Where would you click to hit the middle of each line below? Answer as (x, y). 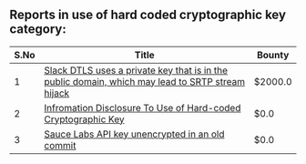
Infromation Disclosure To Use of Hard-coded (143, 108)
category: (38, 30)
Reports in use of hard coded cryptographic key (148, 15)
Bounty (273, 55)
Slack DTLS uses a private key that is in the (136, 70)
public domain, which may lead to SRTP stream (145, 81)
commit (60, 145)
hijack (57, 93)
